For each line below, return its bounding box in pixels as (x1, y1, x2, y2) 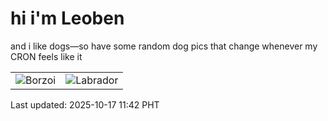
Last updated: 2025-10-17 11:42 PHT (10, 98, 160, 111)
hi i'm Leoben (10, 7, 125, 30)
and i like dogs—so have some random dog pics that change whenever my (10, 40, 318, 52)
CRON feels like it (10, 50, 83, 62)
